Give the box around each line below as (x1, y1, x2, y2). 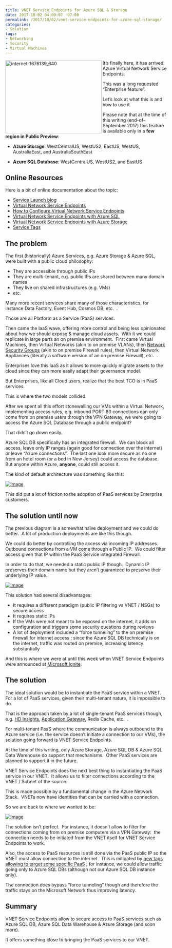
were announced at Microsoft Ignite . (5, 661, 82, 667)
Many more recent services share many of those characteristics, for (5, 300, 149, 306)
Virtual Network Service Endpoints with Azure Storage (12, 219, 128, 225)
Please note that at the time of (102, 111, 166, 118)
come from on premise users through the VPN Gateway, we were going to (5, 414, 162, 420)
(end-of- (127, 117, 145, 123)
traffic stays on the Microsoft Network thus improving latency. (5, 887, 137, 893)
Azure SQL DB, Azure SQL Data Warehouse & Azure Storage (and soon (5, 921, 156, 927)
